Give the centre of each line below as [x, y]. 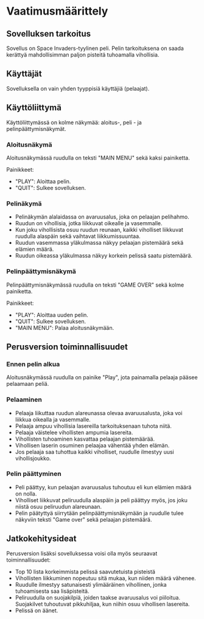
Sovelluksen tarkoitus [49, 34]
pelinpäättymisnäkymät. [36, 128]
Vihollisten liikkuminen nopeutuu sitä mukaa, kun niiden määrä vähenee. [105, 578]
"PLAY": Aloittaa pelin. [43, 181]
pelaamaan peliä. [28, 384]
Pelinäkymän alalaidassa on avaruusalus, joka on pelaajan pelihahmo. [102, 217]
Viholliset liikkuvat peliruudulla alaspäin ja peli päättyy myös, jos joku [101, 500]
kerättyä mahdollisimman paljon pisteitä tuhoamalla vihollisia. [83, 55]
